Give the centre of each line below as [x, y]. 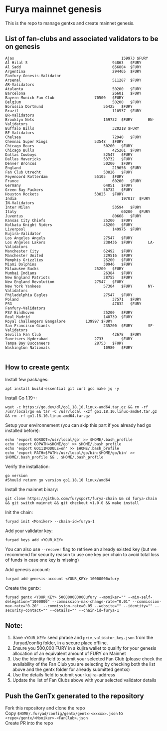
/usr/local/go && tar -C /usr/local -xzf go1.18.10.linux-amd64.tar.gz [81, 411]
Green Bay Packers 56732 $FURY [69, 190]
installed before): [23, 430]
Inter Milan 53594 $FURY [73, 207]
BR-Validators [20, 115]
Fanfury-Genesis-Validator [33, 76]
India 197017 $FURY [78, 198]
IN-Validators [20, 203]
